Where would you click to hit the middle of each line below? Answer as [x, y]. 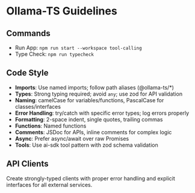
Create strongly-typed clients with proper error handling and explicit [91, 178]
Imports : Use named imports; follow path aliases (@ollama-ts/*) [94, 87]
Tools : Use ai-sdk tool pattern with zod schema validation [86, 145]
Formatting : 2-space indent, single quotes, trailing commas [89, 119]
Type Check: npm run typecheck [54, 54]
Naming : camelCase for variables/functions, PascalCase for [89, 100]
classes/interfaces [38, 106]
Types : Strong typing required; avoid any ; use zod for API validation [98, 94]
